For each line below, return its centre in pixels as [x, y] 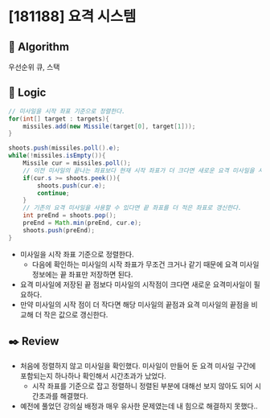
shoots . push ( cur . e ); [72, 186]
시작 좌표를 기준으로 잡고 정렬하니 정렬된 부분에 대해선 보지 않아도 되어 [142, 386]
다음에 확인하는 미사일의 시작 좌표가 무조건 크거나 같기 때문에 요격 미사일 [145, 264]
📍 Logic [27, 93]
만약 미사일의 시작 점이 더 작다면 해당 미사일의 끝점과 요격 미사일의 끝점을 [135, 304]
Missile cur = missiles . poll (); [77, 163]
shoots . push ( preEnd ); [59, 230]
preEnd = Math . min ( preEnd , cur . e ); [82, 223]
